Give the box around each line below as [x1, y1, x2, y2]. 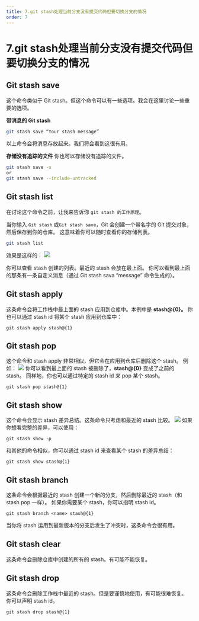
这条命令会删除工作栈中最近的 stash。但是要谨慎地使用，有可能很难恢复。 [6, 590, 187, 597]
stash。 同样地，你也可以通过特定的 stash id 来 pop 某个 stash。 [6, 372, 163, 379]
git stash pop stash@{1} [6, 384, 68, 390]
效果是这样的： [6, 251, 43, 258]
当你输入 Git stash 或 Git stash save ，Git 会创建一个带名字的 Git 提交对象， [6, 220, 192, 228]
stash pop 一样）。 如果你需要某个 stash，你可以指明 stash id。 [6, 498, 159, 505]
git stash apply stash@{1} [6, 325, 73, 331]
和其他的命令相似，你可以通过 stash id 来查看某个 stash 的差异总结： [6, 447, 174, 454]
